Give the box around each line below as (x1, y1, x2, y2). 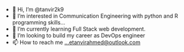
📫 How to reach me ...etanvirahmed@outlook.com (12, 39, 141, 46)
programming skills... (12, 19, 66, 26)
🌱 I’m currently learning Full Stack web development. (12, 25, 146, 32)
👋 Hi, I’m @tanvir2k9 (12, 6, 64, 13)
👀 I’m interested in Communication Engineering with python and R (12, 12, 178, 20)
